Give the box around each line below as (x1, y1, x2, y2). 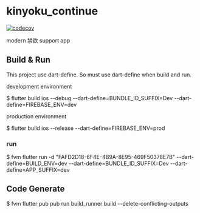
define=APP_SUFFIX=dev (6, 166, 70, 174)
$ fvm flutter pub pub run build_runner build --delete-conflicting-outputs (6, 200, 188, 207)
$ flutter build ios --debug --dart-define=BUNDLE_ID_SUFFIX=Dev (6, 94, 173, 101)
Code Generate (6, 184, 65, 194)
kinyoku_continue (6, 4, 98, 18)
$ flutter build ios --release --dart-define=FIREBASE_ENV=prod (6, 124, 165, 132)
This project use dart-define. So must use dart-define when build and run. (6, 71, 191, 78)
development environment (6, 83, 72, 90)
